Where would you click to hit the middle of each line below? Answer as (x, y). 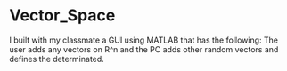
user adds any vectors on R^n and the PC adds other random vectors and (144, 49)
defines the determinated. (57, 59)
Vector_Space (62, 16)
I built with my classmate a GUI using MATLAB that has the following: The (144, 40)
